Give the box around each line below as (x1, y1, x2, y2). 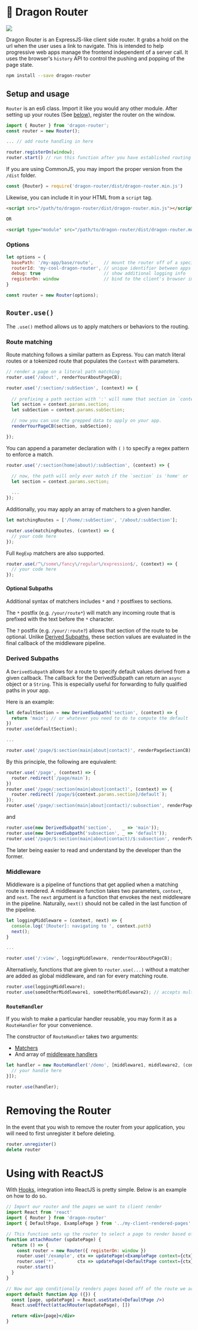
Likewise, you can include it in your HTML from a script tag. (6, 193, 153, 201)
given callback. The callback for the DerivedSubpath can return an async (6, 674, 183, 681)
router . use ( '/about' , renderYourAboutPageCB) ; (6, 374, 123, 380)
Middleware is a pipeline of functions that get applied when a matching (6, 881, 179, 888)
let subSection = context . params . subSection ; (11, 407, 126, 413)
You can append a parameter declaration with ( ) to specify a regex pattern (6, 444, 190, 451)
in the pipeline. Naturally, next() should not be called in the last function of (6, 899, 187, 907)
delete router (6, 1147, 41, 1153)
